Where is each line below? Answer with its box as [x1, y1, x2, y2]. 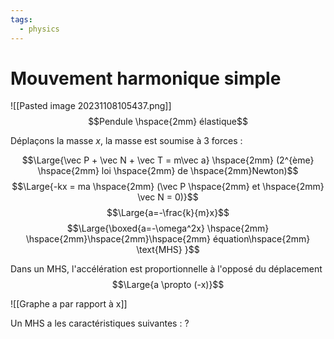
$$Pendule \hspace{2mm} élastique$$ [88, 116, 248, 128]
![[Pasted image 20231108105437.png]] [10, 100, 172, 112]
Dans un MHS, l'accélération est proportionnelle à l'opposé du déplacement [10, 263, 323, 275]
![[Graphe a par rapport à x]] [10, 298, 128, 310]
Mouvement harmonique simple [10, 67, 282, 90]
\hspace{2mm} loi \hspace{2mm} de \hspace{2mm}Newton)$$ [37, 165, 299, 177]
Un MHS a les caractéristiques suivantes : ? [10, 317, 190, 330]
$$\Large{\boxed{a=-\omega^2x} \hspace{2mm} [66, 222, 270, 235]
